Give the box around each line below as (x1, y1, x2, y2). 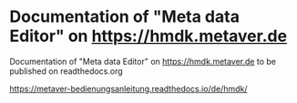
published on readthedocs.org (9, 66, 123, 77)
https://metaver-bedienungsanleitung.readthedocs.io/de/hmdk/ (9, 83, 248, 94)
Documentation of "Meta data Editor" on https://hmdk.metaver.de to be (9, 56, 276, 67)
